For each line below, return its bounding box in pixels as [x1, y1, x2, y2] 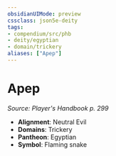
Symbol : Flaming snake [17, 140, 88, 149]
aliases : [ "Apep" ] [7, 50, 62, 57]
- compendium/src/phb [7, 30, 72, 38]
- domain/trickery [7, 43, 62, 50]
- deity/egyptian [7, 37, 59, 44]
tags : [7, 23, 23, 30]
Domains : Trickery [17, 125, 73, 133]
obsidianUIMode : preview [7, 10, 81, 18]
